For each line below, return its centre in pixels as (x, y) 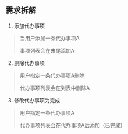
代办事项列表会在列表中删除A (55, 88)
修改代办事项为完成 (37, 100)
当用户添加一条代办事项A (49, 38)
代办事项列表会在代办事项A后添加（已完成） (72, 125)
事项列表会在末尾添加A (47, 50)
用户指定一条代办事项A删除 (52, 75)
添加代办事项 (29, 26)
